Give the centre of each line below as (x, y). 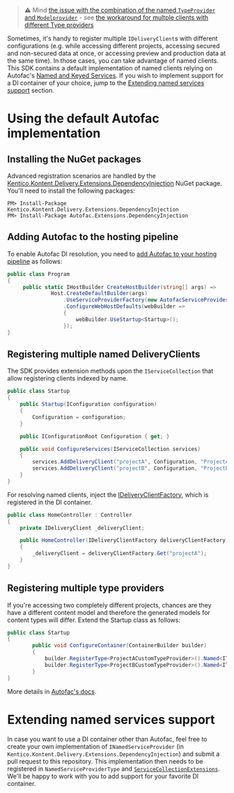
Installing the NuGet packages (74, 159)
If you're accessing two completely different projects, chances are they (109, 605)
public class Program (39, 274)
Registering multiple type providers (86, 588)
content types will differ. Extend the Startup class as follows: (94, 620)
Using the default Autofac (83, 119)
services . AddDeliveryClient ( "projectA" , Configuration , (115, 462)
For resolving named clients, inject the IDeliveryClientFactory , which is (108, 494)
